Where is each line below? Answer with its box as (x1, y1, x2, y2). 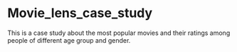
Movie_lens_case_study (7, 5, 153, 21)
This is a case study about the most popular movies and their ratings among (7, 28, 231, 37)
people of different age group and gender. (7, 36, 131, 44)
